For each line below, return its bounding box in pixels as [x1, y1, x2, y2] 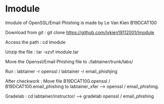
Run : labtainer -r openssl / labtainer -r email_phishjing [5, 68, 118, 74]
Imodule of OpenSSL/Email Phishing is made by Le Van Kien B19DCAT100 [5, 20, 157, 26]
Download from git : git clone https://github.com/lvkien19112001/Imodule [5, 29, 154, 35]
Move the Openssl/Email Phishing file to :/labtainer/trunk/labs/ [5, 58, 133, 64]
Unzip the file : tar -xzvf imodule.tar [5, 49, 79, 55]
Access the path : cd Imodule [5, 39, 66, 45]
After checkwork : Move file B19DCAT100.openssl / [5, 78, 110, 84]
